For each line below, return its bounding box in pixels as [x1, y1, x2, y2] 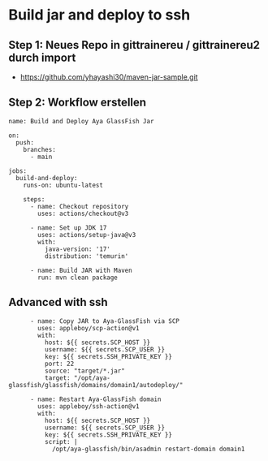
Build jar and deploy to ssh [8, 6, 191, 24]
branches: [23, 145, 57, 153]
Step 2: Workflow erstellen [8, 96, 147, 110]
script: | [44, 437, 79, 446]
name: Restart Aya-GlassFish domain [37, 395, 162, 403]
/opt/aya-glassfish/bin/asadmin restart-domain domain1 [51, 445, 245, 453]
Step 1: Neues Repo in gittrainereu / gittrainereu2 [8, 38, 260, 52]
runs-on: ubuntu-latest [23, 181, 104, 189]
